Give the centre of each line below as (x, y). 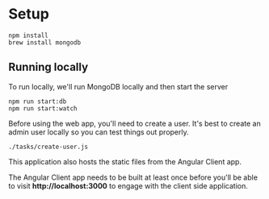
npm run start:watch (43, 108)
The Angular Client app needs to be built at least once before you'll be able (133, 177)
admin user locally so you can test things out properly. (99, 132)
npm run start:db (38, 102)
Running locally (48, 67)
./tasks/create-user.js (48, 147)
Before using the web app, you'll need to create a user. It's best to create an (134, 123)
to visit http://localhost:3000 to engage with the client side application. (128, 185)
